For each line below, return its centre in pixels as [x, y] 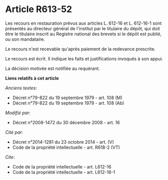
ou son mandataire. [25, 39]
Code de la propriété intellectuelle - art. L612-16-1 [64, 172]
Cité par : [14, 132]
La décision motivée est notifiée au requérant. [53, 68]
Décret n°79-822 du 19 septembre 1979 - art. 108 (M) [67, 98]
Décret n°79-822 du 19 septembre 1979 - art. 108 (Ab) [68, 103]
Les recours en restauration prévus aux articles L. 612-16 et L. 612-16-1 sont [83, 23]
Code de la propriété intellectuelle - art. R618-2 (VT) [66, 147]
